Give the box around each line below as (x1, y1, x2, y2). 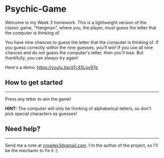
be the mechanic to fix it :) (5, 147, 58, 153)
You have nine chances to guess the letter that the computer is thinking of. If (5, 39, 159, 45)
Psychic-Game (5, 3, 67, 15)
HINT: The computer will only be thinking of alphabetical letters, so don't (5, 105, 151, 111)
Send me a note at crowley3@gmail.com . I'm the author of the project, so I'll (5, 142, 158, 148)
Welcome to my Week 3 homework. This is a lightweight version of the (5, 20, 147, 25)
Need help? (5, 125, 41, 133)
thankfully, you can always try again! (5, 55, 79, 60)
